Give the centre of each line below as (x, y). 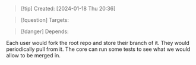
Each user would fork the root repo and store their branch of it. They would (98, 43)
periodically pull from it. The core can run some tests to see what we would (98, 49)
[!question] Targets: (45, 20)
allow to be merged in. (34, 55)
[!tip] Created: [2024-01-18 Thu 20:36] (68, 9)
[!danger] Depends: (45, 31)
